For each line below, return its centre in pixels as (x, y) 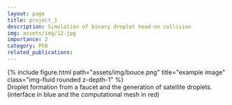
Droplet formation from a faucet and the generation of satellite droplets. (110, 87)
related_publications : (40, 53)
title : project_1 (32, 20)
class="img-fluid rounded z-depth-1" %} (65, 79)
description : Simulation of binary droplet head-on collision (99, 26)
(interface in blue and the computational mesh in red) (84, 94)
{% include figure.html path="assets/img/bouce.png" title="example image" (116, 72)
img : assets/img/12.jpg (42, 33)
